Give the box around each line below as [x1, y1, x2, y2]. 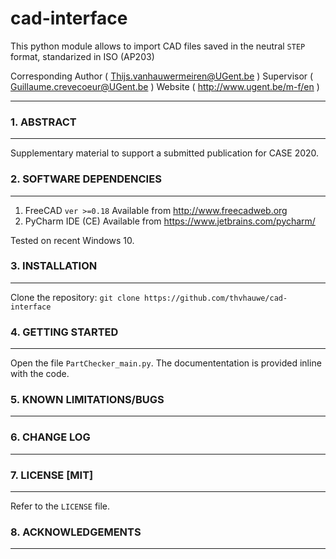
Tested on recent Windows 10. [10, 234, 135, 246]
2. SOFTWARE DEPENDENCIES [10, 172, 162, 186]
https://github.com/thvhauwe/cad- [144, 293, 288, 303]
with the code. [10, 368, 70, 380]
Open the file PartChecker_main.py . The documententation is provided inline [10, 357, 322, 369]
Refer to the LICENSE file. [10, 500, 111, 512]
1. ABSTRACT [10, 115, 77, 129]
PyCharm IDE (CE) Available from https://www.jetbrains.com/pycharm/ [24, 215, 316, 227]
